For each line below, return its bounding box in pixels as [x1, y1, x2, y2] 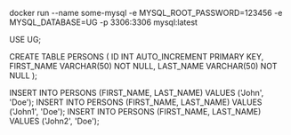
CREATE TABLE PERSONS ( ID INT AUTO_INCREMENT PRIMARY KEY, [9, 52, 264, 61]
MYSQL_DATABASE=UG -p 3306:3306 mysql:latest [9, 17, 198, 28]
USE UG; [9, 35, 42, 44]
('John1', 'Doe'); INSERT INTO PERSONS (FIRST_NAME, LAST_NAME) [9, 107, 262, 116]
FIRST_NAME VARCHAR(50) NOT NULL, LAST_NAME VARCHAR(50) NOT [9, 61, 278, 71]
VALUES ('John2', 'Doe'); [9, 115, 100, 126]
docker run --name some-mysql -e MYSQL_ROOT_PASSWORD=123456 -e [9, 8, 283, 18]
